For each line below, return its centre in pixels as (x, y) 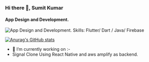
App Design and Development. (37, 20)
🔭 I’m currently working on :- (41, 49)
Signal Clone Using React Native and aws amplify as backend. (75, 54)
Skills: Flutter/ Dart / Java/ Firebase (108, 30)
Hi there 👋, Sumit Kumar (34, 8)
